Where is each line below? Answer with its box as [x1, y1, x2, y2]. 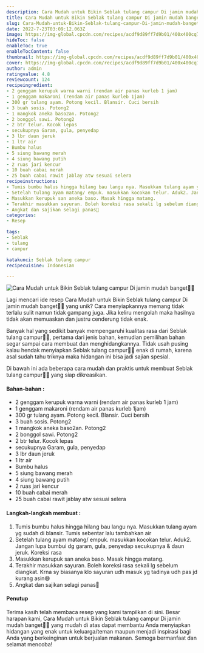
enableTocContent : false [6, 49, 69, 55]
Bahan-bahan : [6, 385, 45, 392]
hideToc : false [6, 37, 45, 43]
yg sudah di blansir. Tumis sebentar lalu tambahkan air [15, 529, 152, 536]
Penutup [6, 595, 29, 602]
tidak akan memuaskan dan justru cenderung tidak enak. [6, 315, 148, 323]
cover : [6, 60, 23, 66]
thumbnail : [6, 54, 34, 60]
